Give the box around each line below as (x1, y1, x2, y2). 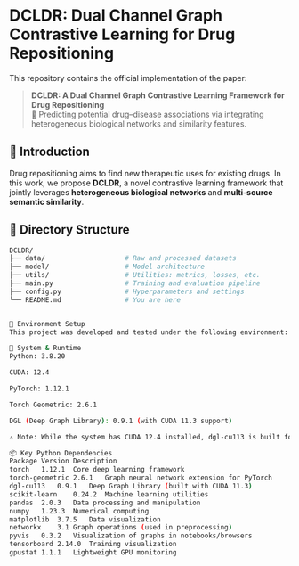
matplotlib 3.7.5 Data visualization (9, 514, 162, 524)
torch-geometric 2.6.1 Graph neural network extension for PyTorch (9, 473, 273, 482)
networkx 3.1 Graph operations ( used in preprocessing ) (9, 523, 233, 532)
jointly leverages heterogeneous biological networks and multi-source (9, 186, 273, 197)
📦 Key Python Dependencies (9, 448, 113, 457)
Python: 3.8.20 (9, 352, 66, 361)
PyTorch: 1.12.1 (9, 384, 69, 393)
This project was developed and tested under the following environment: (9, 327, 289, 337)
